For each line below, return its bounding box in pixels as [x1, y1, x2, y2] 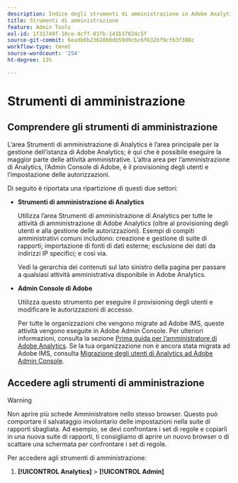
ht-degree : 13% [7, 57, 52, 64]
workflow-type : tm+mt [7, 43, 72, 50]
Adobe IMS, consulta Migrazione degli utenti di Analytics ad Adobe [17, 348, 213, 358]
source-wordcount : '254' [7, 50, 81, 57]
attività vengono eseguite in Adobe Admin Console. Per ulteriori [17, 326, 203, 335]
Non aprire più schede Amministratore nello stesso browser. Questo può [7, 409, 218, 418]
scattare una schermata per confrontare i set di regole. [7, 440, 168, 448]
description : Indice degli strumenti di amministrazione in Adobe [7, 10, 208, 18]
